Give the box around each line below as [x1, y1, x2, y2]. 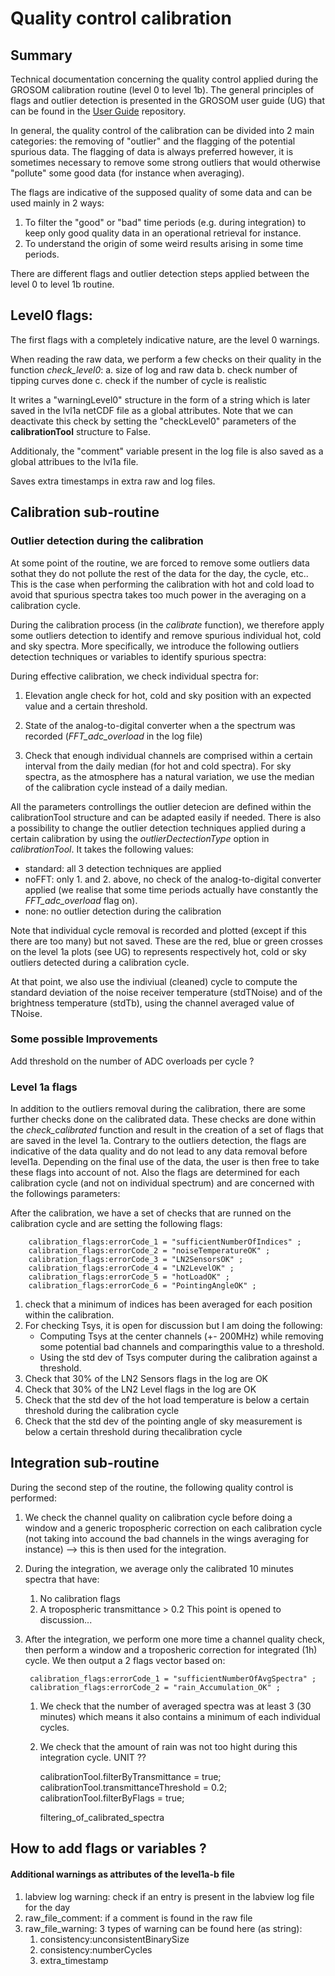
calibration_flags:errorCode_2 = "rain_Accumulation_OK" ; [29, 1682, 281, 1692]
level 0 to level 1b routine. [10, 278, 115, 290]
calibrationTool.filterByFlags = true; [39, 1792, 185, 1804]
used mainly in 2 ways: [10, 197, 105, 209]
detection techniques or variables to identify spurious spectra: [10, 650, 267, 662]
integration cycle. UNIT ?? [39, 1751, 147, 1763]
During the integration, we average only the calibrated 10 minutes [24, 1562, 295, 1574]
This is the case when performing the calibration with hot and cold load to [10, 578, 315, 590]
